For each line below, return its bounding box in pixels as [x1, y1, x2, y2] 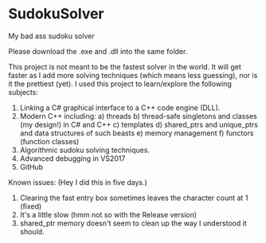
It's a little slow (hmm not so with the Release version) [19, 210, 198, 219]
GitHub [19, 162, 44, 171]
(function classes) [19, 136, 80, 146]
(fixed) [19, 201, 42, 211]
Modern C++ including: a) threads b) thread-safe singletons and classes [19, 111, 257, 120]
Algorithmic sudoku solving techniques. [19, 145, 150, 155]
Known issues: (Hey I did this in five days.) [8, 177, 147, 187]
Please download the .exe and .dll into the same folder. [8, 46, 188, 56]
